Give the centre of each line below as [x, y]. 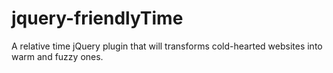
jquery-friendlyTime [97, 18]
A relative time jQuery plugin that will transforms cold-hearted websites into [167, 46]
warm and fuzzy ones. [57, 56]
